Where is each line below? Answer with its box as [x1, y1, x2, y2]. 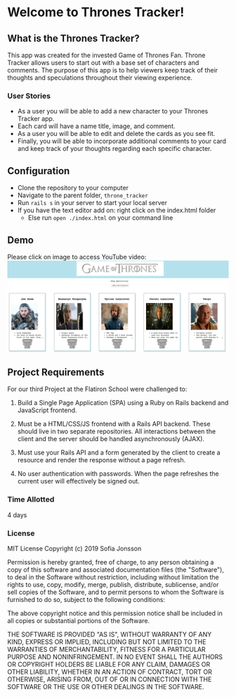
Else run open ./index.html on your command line [27, 214, 173, 222]
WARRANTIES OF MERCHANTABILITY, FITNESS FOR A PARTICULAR [7, 646, 206, 654]
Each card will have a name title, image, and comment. [17, 122, 176, 130]
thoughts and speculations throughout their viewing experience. [7, 73, 193, 82]
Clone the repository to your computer [17, 184, 129, 192]
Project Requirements [7, 366, 105, 378]
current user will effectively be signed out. [17, 477, 140, 486]
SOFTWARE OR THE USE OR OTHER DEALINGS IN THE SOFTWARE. [7, 683, 204, 691]
